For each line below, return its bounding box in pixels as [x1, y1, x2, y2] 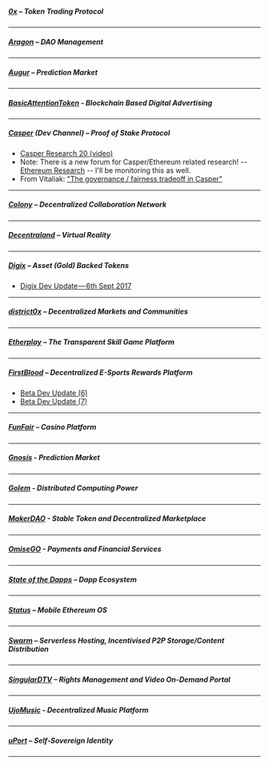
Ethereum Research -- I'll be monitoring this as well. [19, 165, 191, 175]
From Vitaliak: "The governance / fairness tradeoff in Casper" [19, 174, 223, 183]
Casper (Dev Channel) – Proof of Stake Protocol [8, 128, 171, 138]
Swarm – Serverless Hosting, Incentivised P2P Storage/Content [8, 636, 225, 646]
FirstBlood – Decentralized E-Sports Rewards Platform [8, 368, 193, 378]
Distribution [8, 644, 50, 654]
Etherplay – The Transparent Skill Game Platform [8, 337, 175, 347]
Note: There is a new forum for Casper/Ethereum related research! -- [19, 157, 247, 166]
